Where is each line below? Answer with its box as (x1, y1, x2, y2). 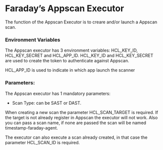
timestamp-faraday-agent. (5, 125, 59, 131)
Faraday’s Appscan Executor (5, 3, 124, 14)
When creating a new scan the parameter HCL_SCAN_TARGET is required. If (5, 109, 159, 115)
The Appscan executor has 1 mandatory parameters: (5, 91, 111, 96)
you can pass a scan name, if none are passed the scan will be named (5, 120, 146, 126)
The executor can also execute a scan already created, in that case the (5, 134, 148, 140)
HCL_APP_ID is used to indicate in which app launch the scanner (5, 67, 135, 73)
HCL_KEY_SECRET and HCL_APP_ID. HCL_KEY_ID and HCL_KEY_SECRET (5, 53, 154, 58)
